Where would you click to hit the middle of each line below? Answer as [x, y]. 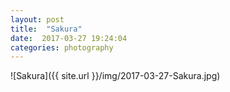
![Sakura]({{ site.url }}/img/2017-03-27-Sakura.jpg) [115, 76]
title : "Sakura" [46, 29]
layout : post [37, 19]
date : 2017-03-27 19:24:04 [69, 38]
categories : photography [62, 47]
